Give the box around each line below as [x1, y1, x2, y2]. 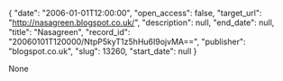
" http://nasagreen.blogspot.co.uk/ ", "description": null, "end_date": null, [8, 17, 275, 28]
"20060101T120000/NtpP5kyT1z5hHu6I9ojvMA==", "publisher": [8, 36, 246, 47]
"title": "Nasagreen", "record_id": [8, 27, 131, 37]
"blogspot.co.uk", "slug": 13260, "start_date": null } [8, 46, 197, 57]
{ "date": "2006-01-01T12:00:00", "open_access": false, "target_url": [8, 8, 262, 18]
